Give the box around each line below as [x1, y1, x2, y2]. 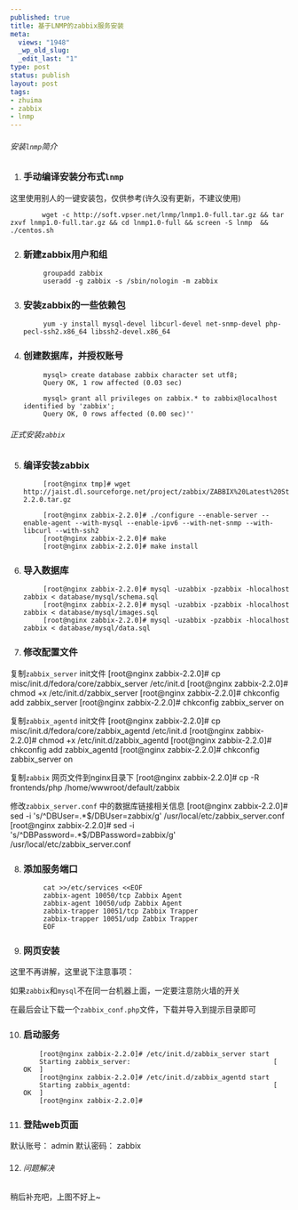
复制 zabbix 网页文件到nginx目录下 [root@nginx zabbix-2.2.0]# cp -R [10, 771, 260, 783]
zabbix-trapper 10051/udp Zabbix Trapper [43, 915, 199, 924]
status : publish [10, 71, 70, 80]
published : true [10, 12, 70, 22]
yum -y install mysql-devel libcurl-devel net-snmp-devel [43, 319, 263, 329]
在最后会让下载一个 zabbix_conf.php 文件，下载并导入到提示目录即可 [10, 1004, 256, 1015]
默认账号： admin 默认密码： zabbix [10, 1140, 141, 1150]
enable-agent [22, 519, 72, 528]
